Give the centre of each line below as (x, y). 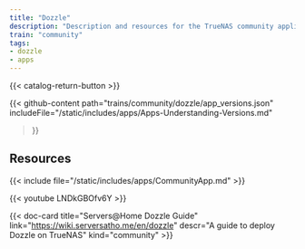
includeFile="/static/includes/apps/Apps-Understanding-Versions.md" (141, 113)
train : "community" (46, 34)
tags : (20, 43)
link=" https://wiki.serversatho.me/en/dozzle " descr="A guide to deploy (142, 225)
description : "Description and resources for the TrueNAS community (142, 26)
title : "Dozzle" (40, 18)
